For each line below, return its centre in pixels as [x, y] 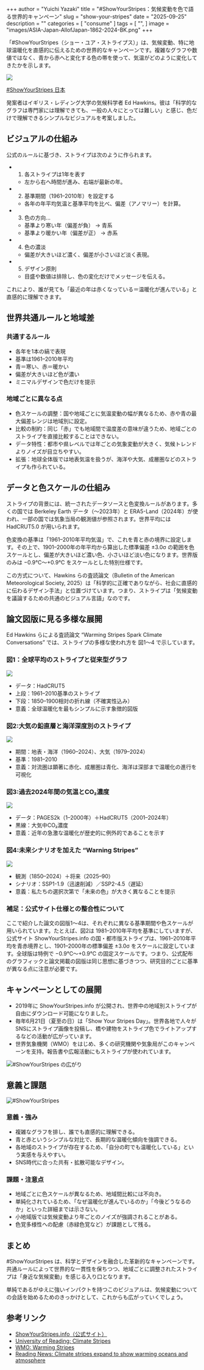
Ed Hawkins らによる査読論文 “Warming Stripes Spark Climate [84, 635]
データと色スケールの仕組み [58, 488]
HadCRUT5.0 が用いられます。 [45, 527]
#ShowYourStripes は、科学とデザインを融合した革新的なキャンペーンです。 [102, 1261]
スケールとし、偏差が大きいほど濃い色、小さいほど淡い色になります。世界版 [102, 555]
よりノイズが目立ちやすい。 [50, 451]
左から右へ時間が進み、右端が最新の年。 [75, 182]
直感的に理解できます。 [36, 297]
